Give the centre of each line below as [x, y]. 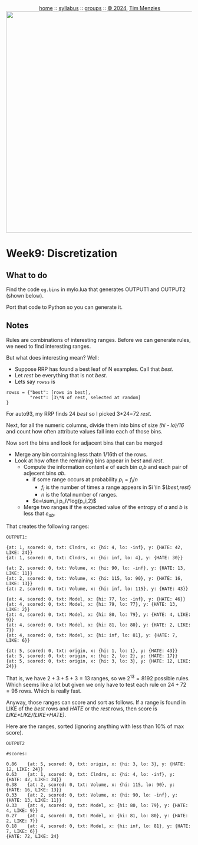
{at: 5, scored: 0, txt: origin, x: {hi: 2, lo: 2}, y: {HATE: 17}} [92, 656]
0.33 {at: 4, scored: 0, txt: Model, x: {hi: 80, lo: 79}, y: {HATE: [97, 805]
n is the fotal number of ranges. [79, 495]
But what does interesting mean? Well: [52, 357]
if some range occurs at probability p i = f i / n [85, 480]
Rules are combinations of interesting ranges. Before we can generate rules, [99, 340]
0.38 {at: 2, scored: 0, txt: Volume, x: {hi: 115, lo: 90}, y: [91, 785]
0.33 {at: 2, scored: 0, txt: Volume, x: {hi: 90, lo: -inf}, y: [92, 795]
